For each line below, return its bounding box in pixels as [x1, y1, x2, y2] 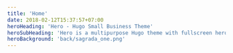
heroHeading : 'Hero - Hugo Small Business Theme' [7, 23, 154, 30]
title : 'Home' [7, 10, 49, 17]
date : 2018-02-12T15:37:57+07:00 [7, 17, 104, 23]
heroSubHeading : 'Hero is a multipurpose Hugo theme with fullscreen [7, 29, 213, 36]
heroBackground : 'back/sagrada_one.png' [7, 36, 126, 43]
